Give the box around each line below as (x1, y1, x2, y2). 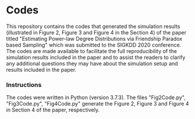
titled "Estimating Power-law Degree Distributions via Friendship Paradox (6, 35, 183, 42)
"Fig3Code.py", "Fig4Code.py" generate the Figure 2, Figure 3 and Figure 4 (6, 100, 189, 107)
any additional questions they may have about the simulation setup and (6, 60, 178, 67)
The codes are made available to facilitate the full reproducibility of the (6, 47, 177, 54)
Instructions (6, 80, 42, 89)
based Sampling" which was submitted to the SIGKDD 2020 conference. (6, 41, 181, 48)
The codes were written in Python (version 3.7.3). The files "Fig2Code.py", (6, 94, 186, 101)
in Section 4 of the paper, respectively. (6, 106, 100, 114)
